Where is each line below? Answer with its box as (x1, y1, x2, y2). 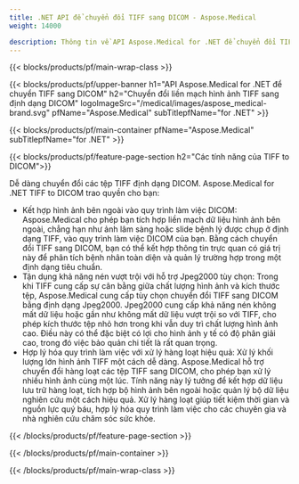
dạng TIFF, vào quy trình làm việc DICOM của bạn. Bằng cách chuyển (21, 234, 278, 244)
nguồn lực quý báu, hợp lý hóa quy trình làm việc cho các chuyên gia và (21, 404, 287, 414)
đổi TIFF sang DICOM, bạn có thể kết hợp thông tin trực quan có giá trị (21, 242, 281, 254)
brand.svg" (9, 108, 51, 119)
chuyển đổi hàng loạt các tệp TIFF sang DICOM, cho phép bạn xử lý (21, 366, 271, 377)
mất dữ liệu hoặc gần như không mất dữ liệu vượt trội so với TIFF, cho (21, 309, 278, 320)
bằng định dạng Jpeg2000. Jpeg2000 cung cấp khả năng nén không (21, 299, 277, 310)
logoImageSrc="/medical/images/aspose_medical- (80, 98, 267, 109)
